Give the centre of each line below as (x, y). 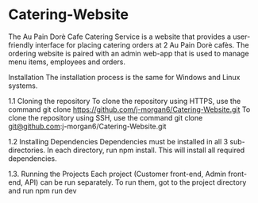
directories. (27, 150)
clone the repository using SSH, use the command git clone (106, 117)
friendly (21, 44)
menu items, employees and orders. (67, 62)
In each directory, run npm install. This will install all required (146, 150)
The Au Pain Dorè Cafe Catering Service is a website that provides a (120, 36)
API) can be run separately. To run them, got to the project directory (135, 182)
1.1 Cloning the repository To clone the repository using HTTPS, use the (125, 101)
